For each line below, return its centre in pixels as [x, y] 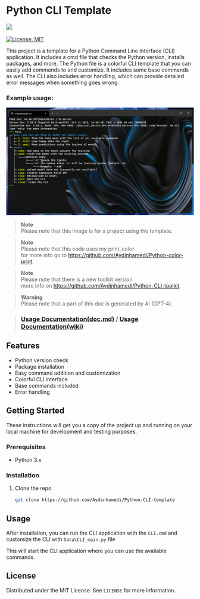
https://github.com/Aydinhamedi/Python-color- [126, 255]
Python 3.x [28, 460]
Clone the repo [33, 488]
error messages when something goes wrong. [63, 82]
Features [23, 346]
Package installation [39, 366]
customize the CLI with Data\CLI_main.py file [61, 539]
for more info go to [44, 255]
